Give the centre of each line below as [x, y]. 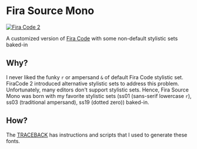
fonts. [13, 141]
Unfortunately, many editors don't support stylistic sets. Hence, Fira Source [98, 90]
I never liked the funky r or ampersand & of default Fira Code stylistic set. [95, 77]
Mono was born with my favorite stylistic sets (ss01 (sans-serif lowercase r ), [99, 96]
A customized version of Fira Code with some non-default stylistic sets [92, 38]
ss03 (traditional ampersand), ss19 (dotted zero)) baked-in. [78, 102]
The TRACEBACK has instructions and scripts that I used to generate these [97, 135]
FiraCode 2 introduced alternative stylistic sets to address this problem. [93, 83]
